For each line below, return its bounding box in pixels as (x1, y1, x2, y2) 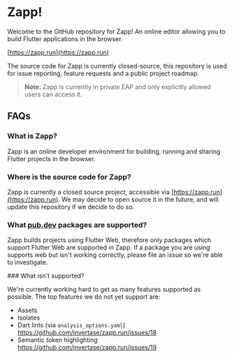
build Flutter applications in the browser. (7, 34, 123, 43)
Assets (17, 306, 38, 315)
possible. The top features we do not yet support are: (7, 292, 161, 301)
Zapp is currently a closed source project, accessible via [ (7, 188, 174, 196)
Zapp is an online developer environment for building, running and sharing (7, 147, 221, 156)
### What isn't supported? (7, 271, 85, 280)
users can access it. (24, 90, 82, 98)
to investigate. (7, 258, 48, 267)
